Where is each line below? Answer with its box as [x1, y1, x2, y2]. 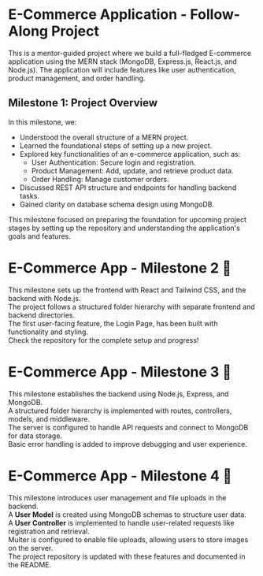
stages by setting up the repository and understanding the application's [8, 223, 240, 232]
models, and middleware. [8, 414, 91, 423]
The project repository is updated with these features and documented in [8, 552, 246, 561]
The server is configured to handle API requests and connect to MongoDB [8, 422, 249, 432]
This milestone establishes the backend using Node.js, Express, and [8, 388, 229, 399]
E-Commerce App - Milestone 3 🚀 [8, 362, 232, 381]
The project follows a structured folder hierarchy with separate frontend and [8, 302, 256, 311]
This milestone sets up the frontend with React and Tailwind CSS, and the [8, 285, 246, 295]
